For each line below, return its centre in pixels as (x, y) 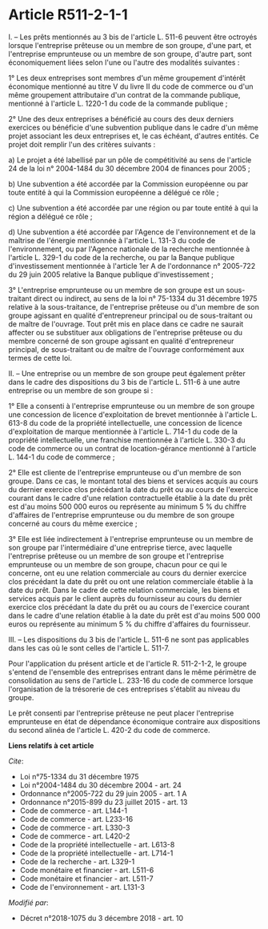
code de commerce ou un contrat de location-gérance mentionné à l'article (132, 448)
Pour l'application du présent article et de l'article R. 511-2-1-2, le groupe (128, 663)
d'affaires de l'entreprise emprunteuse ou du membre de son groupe (121, 515)
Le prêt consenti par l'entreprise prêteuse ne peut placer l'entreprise (121, 713)
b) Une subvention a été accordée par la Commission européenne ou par (128, 184)
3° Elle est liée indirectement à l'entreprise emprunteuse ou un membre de (131, 539)
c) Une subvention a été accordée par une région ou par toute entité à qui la (133, 208)
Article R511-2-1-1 (68, 15)
